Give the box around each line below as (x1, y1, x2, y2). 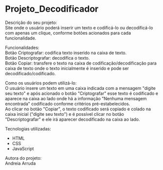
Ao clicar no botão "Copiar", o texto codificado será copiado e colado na (5, 106, 151, 112)
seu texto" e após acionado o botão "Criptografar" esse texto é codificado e (5, 90, 159, 96)
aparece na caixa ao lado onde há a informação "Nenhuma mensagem (5, 95, 147, 101)
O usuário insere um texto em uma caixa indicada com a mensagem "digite (5, 85, 156, 91)
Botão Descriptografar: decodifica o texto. (5, 55, 90, 61)
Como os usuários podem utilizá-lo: (5, 80, 77, 86)
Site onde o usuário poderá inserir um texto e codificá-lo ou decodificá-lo (5, 24, 153, 30)
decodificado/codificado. (5, 70, 56, 76)
